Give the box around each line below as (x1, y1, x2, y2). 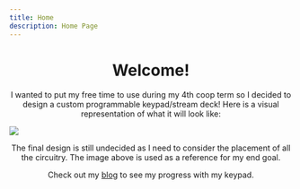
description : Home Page (9, 21, 99, 30)
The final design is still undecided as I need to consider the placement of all (11, 142, 291, 153)
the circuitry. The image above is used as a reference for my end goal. (21, 152, 281, 163)
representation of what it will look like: (80, 108, 222, 119)
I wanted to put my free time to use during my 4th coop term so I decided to (10, 90, 292, 100)
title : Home (9, 13, 54, 22)
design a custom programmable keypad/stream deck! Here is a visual (22, 99, 280, 110)
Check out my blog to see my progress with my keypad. (48, 169, 254, 180)
